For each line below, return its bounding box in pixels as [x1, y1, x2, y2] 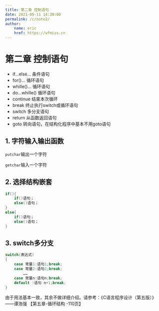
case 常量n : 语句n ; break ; [14, 276, 63, 281]
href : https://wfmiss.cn [14, 30, 66, 35]
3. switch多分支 [5, 239, 54, 247]
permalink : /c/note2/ [5, 16, 50, 21]
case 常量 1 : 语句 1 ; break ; [14, 262, 63, 267]
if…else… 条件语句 [12, 71, 50, 77]
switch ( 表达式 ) [5, 253, 34, 258]
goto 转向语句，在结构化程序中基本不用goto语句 [12, 121, 111, 127]
